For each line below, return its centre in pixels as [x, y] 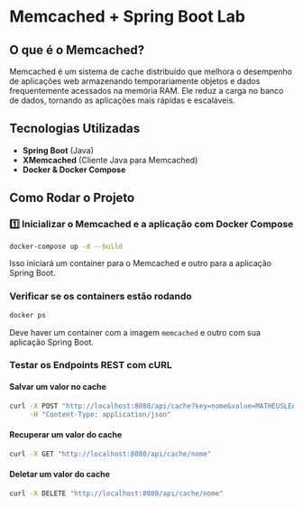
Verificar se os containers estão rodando [101, 297]
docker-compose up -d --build [66, 246]
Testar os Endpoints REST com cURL [91, 365]
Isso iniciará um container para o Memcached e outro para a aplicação [141, 263]
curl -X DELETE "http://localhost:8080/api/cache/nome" [116, 493]
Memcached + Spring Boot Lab [128, 17]
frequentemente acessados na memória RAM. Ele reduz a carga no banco [147, 91]
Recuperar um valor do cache [66, 435]
